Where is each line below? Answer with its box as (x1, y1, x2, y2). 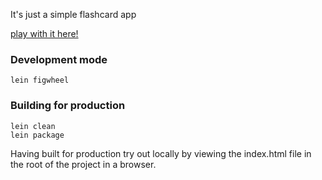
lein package (10, 130, 65, 140)
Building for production (10, 99, 126, 113)
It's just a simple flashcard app (10, 9, 137, 20)
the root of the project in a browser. (10, 158, 157, 170)
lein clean (10, 121, 56, 131)
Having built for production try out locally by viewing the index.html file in (10, 147, 312, 159)
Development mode (10, 52, 108, 66)
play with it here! (10, 28, 79, 39)
